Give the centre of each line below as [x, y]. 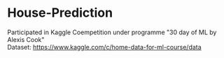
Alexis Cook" [26, 39]
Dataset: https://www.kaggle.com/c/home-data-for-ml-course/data [104, 47]
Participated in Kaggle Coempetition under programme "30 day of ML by [112, 32]
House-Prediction [60, 13]
